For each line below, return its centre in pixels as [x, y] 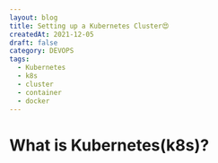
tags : [19, 59]
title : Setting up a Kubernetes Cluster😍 [89, 26]
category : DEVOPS [42, 51]
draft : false [34, 43]
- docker [34, 101]
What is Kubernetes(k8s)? [109, 145]
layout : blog [34, 17]
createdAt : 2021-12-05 [52, 34]
